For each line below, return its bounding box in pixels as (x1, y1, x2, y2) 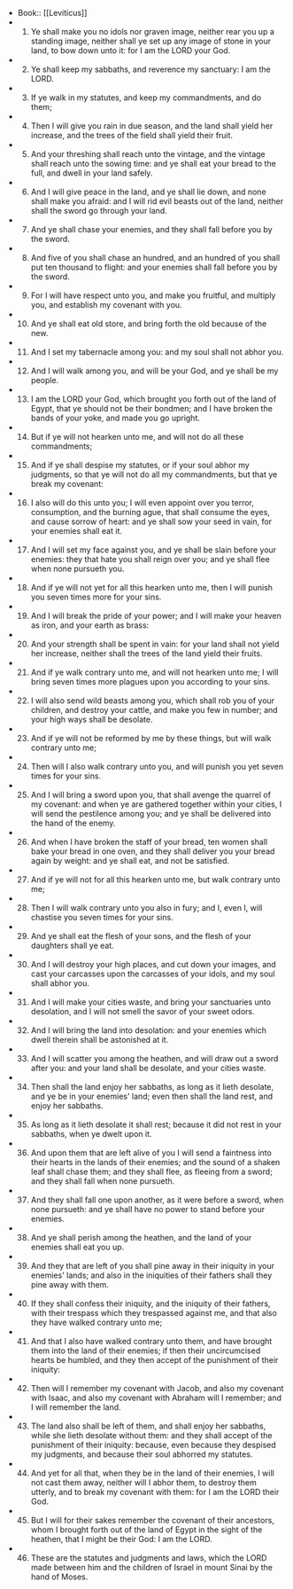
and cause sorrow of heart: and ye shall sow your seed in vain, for (30, 516, 273, 527)
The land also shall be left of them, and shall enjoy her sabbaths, (30, 1421, 266, 1431)
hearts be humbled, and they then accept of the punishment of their (30, 1355, 279, 1365)
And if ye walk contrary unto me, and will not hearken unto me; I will (30, 667, 279, 677)
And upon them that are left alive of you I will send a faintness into (30, 1147, 272, 1158)
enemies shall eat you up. (30, 1241, 125, 1252)
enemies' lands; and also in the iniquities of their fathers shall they (30, 1270, 273, 1280)
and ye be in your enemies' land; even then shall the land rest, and (30, 1091, 274, 1101)
